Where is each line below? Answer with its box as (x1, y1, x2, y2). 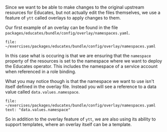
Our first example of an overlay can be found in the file (5, 24, 118, 30)
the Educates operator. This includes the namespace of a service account (5, 63, 158, 69)
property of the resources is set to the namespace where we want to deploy (5, 58, 162, 64)
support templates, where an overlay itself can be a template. (5, 121, 132, 127)
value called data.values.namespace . (5, 89, 80, 94)
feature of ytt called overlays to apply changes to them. (5, 15, 121, 20)
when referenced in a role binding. (5, 68, 76, 74)
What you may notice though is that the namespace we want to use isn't (5, 78, 154, 84)
